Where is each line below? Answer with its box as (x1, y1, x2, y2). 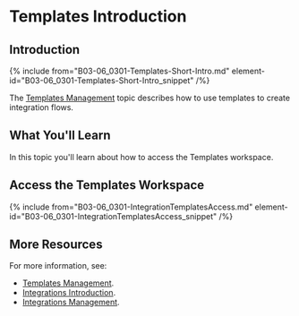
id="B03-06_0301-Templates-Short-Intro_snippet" (9, 75, 194, 86)
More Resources (9, 237, 103, 252)
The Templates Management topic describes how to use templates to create (9, 92, 291, 103)
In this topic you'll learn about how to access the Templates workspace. (9, 151, 274, 162)
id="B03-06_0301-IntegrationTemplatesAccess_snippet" (9, 210, 218, 221)
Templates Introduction (9, 6, 187, 27)
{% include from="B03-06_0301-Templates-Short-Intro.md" (9, 65, 230, 76)
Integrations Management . (21, 297, 120, 308)
